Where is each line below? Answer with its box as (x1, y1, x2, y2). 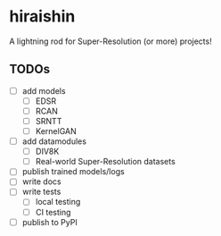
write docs (21, 176, 61, 187)
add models (21, 85, 66, 96)
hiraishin (9, 6, 76, 27)
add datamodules (21, 136, 87, 147)
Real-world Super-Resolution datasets (35, 156, 176, 167)
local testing (35, 197, 81, 207)
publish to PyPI (21, 216, 78, 227)
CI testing (35, 206, 71, 217)
